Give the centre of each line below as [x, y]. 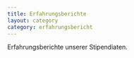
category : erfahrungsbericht [50, 27]
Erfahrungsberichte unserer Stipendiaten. [68, 47]
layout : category [33, 21]
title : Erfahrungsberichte [47, 14]
